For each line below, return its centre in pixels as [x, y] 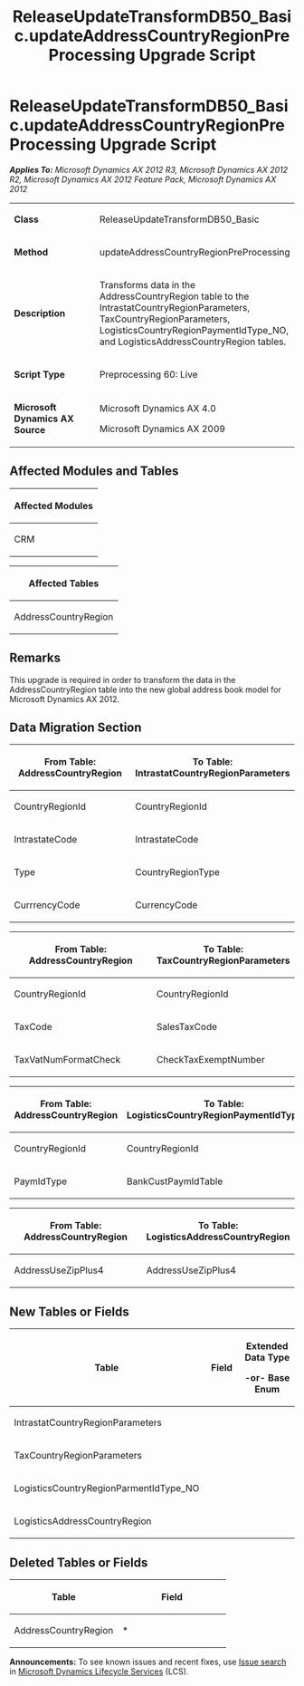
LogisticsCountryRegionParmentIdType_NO [107, 1488]
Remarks [35, 658]
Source [30, 429]
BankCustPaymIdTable [175, 1181]
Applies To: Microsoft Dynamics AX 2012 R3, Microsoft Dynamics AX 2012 [149, 169]
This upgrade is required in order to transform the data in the [123, 679]
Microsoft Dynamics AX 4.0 [158, 408]
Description [40, 313]
